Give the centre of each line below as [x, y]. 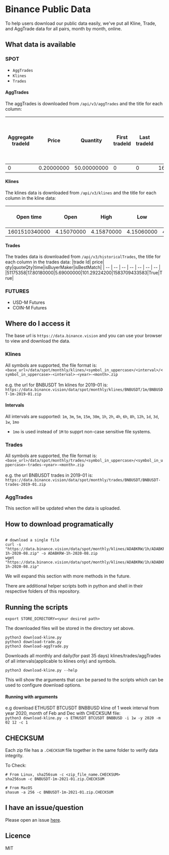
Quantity [91, 140]
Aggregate [21, 137]
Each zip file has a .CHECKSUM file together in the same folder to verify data [82, 750]
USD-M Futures [29, 302]
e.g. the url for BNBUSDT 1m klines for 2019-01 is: [57, 385]
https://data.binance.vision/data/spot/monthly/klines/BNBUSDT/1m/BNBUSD [84, 390]
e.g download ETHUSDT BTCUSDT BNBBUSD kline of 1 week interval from [82, 708]
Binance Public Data [48, 9]
